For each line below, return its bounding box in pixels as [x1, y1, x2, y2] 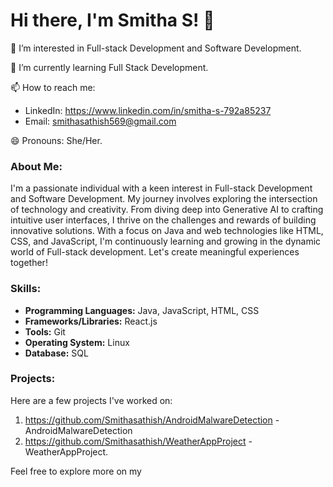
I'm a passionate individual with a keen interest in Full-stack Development [10, 182, 313, 194]
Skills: [10, 282, 42, 296]
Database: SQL [24, 347, 89, 359]
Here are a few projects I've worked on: [10, 394, 173, 406]
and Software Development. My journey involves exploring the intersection [10, 193, 318, 205]
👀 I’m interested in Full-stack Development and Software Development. [10, 42, 302, 54]
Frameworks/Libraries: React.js [24, 315, 158, 327]
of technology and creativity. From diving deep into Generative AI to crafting [10, 204, 324, 216]
